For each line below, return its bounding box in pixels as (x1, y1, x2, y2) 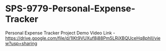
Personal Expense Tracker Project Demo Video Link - (5, 30, 116, 36)
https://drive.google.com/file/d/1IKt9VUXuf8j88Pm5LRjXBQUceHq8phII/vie (5, 35, 161, 41)
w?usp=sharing (5, 40, 38, 46)
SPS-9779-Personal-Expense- (5, 3, 136, 14)
